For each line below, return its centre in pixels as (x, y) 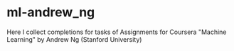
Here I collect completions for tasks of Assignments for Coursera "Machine (117, 32)
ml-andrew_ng (51, 12)
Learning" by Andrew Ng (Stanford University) (74, 39)
